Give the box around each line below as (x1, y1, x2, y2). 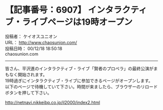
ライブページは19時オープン (22, 16, 133, 28)
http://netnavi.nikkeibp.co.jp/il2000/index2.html (5, 99, 100, 105)
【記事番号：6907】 (5, 4, 86, 16)
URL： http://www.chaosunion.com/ (5, 39, 78, 45)
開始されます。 (17, 71, 48, 78)
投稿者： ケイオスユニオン (5, 33, 57, 39)
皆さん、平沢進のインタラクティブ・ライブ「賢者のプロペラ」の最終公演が (5, 65, 154, 71)
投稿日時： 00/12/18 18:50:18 (5, 46, 63, 51)
